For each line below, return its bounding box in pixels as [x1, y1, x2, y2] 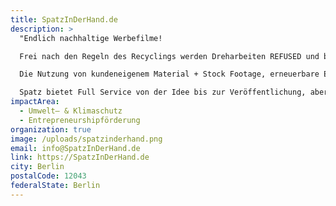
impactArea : [10, 97, 60, 107]
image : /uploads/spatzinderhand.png [10, 134, 163, 144]
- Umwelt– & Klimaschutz [19, 106, 123, 116]
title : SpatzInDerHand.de [10, 14, 118, 25]
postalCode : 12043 [10, 171, 87, 181]
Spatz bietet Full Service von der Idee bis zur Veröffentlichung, [19, 87, 307, 98]
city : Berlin [10, 162, 65, 172]
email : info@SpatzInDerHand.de [10, 143, 141, 153]
